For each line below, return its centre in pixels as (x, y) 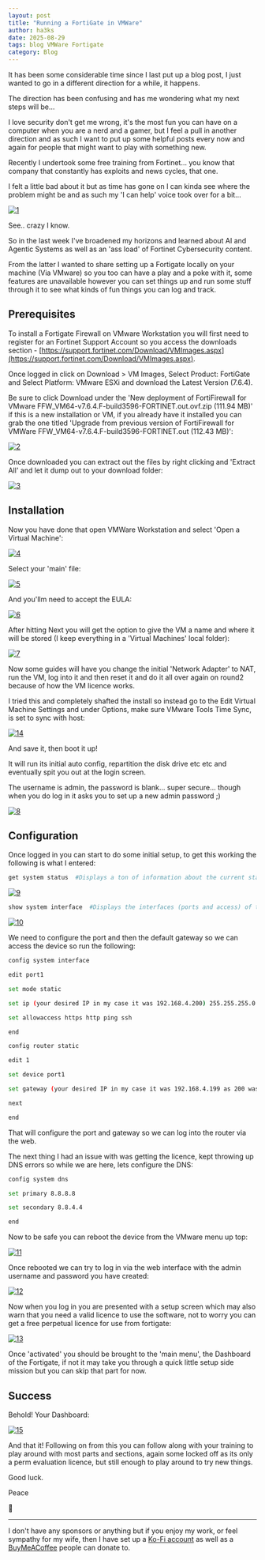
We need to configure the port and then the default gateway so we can (123, 938)
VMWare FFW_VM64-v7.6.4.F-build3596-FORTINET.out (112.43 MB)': (121, 431)
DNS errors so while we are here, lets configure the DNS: (101, 1164)
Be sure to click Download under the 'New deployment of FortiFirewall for (127, 398)
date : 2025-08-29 (37, 38)
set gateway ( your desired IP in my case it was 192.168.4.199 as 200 (127, 1089)
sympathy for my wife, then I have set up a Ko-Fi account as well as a (121, 1539)
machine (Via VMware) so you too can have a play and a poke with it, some (130, 273)
